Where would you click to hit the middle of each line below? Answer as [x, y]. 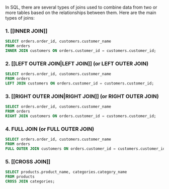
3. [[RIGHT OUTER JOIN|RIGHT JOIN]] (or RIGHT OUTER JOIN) [82, 96]
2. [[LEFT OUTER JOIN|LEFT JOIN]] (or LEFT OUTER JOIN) [77, 63]
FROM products [20, 176]
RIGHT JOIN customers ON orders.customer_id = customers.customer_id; [81, 116]
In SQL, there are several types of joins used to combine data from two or [81, 7]
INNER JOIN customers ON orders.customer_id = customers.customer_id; [81, 51]
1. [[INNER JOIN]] [26, 31]
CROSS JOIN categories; [30, 181]
